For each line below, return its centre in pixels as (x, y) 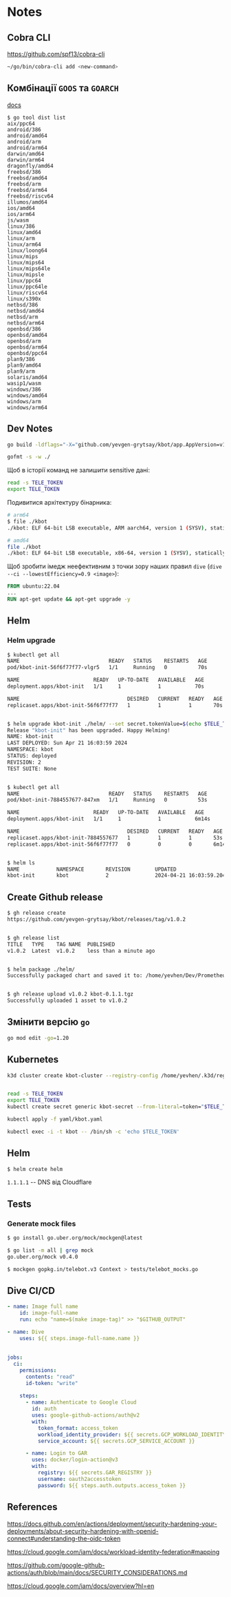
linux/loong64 (27, 250)
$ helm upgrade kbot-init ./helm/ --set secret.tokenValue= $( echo (104, 724)
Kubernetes (33, 1059)
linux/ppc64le (27, 287)
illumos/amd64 (27, 202)
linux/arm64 (24, 244)
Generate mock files (42, 1223)
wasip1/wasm (24, 383)
